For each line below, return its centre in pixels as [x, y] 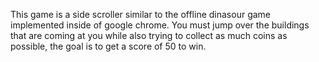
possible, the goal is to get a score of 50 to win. [108, 46]
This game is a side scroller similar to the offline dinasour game [141, 14]
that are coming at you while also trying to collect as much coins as [149, 35]
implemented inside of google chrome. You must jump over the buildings [160, 25]
